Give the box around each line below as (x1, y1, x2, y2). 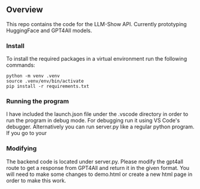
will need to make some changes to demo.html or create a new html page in (6, 171, 193, 178)
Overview (6, 5, 44, 15)
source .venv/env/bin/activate (6, 78, 84, 84)
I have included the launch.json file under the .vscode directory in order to (6, 111, 189, 118)
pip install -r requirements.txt (6, 83, 90, 90)
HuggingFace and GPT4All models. (6, 27, 93, 34)
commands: (6, 62, 36, 69)
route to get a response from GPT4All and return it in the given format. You (6, 164, 190, 171)
